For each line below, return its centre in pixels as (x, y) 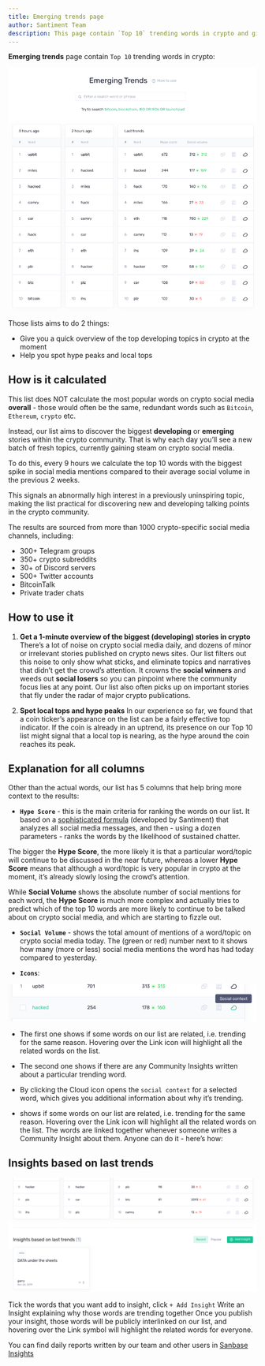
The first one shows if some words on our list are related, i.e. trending (132, 1034)
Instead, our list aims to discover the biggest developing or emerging (121, 431)
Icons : (30, 973)
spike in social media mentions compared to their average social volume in (129, 471)
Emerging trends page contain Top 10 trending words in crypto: (112, 57)
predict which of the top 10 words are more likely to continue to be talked (127, 909)
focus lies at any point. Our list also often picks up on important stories (134, 687)
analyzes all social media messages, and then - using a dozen (120, 828)
